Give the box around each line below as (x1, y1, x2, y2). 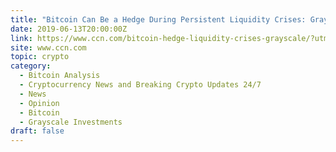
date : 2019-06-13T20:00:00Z (10, 24, 128, 34)
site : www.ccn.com (10, 42, 87, 53)
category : (10, 61, 52, 71)
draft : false (10, 126, 65, 136)
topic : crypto (10, 52, 70, 62)
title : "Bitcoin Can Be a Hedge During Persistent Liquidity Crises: (10, 14, 307, 25)
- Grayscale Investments (19, 117, 123, 127)
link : (10, 33, 33, 43)
